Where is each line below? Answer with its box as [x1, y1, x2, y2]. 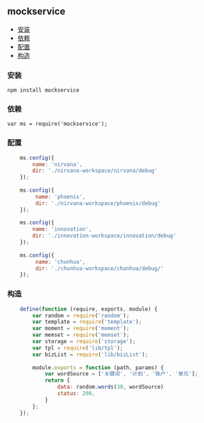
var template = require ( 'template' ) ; [32, 318, 142, 326]
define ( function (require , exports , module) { [20, 306, 158, 313]
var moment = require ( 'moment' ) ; [32, 325, 130, 332]
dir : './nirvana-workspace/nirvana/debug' [32, 167, 158, 174]
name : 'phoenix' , [35, 193, 86, 200]
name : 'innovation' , [32, 226, 92, 233]
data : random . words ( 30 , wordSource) [57, 384, 164, 391]
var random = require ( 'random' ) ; [32, 312, 130, 319]
